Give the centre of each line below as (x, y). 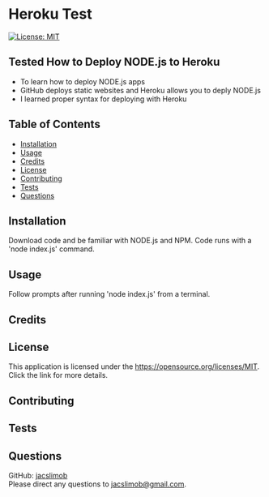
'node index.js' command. (51, 249)
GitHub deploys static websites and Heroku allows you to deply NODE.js (141, 90)
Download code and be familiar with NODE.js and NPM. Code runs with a (130, 241)
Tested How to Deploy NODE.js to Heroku (114, 62)
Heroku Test (50, 14)
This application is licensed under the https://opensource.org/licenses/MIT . (134, 366)
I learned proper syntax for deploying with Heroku (103, 99)
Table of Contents (55, 124)
